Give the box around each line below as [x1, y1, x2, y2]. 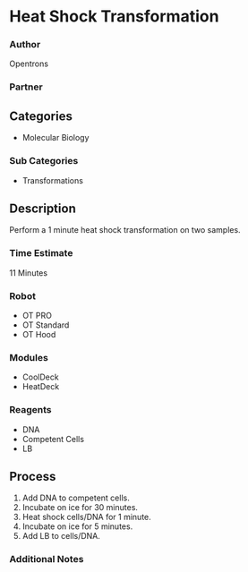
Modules [9, 351, 49, 363]
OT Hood [21, 329, 56, 339]
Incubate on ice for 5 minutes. [21, 521, 133, 532]
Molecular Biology [21, 132, 90, 143]
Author [9, 38, 41, 51]
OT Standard [21, 320, 70, 330]
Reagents [9, 404, 52, 416]
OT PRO [21, 310, 52, 320]
